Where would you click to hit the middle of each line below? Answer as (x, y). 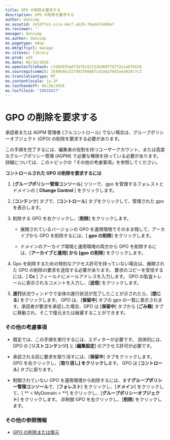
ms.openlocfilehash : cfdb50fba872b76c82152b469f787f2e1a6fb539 (74, 67)
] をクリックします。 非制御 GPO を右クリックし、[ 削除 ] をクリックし (90, 399)
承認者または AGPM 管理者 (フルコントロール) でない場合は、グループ (78, 133)
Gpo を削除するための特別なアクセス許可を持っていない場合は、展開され (89, 264)
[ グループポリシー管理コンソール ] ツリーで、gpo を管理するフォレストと (88, 184)
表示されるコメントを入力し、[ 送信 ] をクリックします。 (84, 283)
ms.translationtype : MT (30, 76)
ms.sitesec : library (27, 53)
